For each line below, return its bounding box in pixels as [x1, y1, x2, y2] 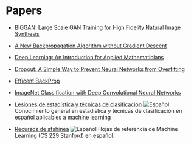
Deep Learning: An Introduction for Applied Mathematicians [14, 53, 164, 61]
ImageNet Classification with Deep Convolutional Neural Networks [14, 89, 181, 96]
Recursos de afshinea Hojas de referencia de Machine [14, 125, 178, 132]
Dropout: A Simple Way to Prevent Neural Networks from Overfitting [14, 65, 185, 73]
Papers [5, 4, 43, 18]
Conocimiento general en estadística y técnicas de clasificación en [14, 107, 182, 114]
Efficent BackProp [14, 77, 60, 84]
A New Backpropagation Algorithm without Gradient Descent [14, 42, 167, 49]
